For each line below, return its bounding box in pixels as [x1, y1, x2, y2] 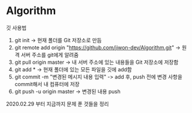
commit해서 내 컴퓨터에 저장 [14, 80, 80, 87]
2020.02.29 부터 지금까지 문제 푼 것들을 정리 [6, 100, 109, 107]
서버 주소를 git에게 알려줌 [20, 51, 79, 58]
